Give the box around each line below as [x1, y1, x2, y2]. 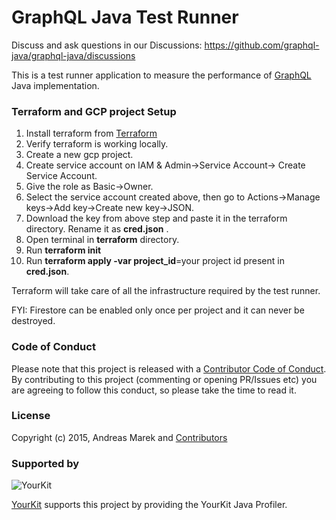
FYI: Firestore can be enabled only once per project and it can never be [11, 304, 305, 316]
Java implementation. [11, 79, 100, 91]
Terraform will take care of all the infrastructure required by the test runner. [11, 285, 321, 297]
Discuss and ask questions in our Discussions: [11, 39, 203, 51]
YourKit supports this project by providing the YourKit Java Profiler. [11, 499, 288, 511]
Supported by [11, 456, 80, 470]
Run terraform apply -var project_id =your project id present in [25, 255, 285, 267]
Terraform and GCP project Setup [11, 104, 177, 118]
